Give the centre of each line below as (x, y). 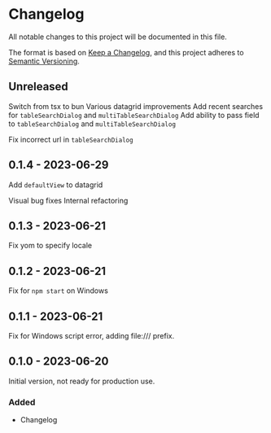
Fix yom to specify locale (50, 246)
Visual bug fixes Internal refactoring (68, 200)
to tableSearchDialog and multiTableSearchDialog (92, 124)
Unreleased (39, 87)
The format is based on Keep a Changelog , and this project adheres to (126, 52)
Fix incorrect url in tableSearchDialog (71, 139)
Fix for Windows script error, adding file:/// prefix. (92, 336)
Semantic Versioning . (44, 61)
